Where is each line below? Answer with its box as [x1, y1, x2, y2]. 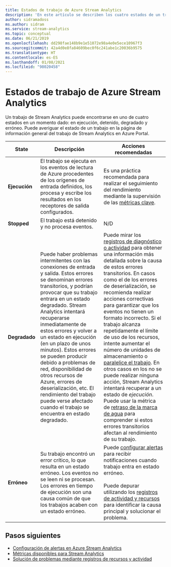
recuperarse [40, 314, 70, 322]
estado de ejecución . [103, 391, 154, 398]
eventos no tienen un [103, 308, 154, 315]
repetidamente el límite [103, 327, 159, 334]
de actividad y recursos [103, 495, 160, 502]
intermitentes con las [40, 257, 91, 264]
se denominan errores [40, 276, 93, 283]
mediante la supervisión [103, 192, 161, 200]
